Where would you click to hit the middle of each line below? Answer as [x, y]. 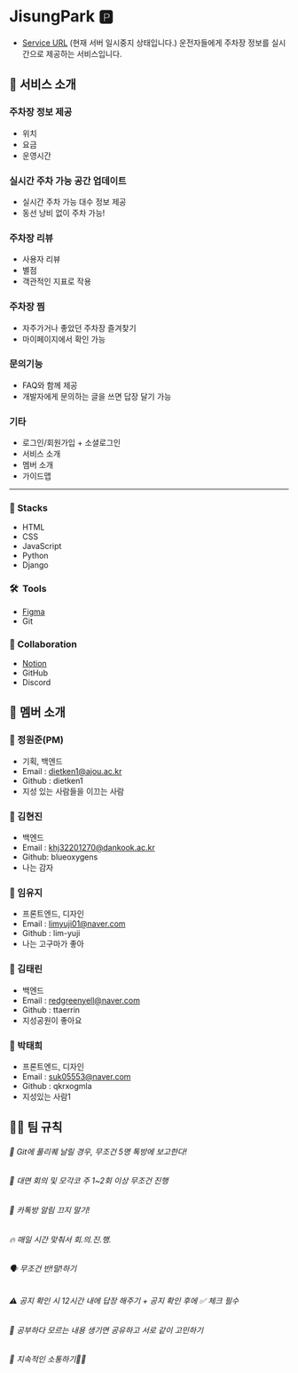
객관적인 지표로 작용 [56, 281]
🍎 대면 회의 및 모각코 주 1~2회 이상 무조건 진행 [89, 1181]
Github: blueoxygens [60, 857]
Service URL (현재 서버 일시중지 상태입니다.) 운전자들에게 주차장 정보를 [145, 43]
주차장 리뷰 [31, 238]
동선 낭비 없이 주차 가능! [63, 213]
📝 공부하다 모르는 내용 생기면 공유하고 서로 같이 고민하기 [106, 1330]
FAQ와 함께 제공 [50, 385]
